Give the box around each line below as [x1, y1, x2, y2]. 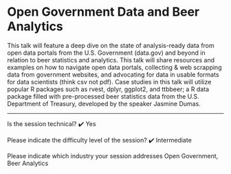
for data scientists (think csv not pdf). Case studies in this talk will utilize [7, 77, 212, 86]
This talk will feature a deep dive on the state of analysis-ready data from [7, 41, 214, 49]
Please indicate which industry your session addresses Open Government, [7, 151, 219, 160]
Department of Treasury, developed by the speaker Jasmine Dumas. [7, 99, 201, 108]
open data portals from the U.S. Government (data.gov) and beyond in [7, 49, 206, 57]
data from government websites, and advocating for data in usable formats [7, 70, 219, 79]
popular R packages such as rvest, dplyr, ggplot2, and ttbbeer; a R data [7, 85, 210, 93]
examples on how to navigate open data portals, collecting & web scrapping [7, 63, 222, 71]
